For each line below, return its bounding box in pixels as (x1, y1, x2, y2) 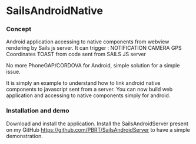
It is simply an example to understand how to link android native (6, 80, 161, 87)
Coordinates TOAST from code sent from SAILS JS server (6, 51, 146, 58)
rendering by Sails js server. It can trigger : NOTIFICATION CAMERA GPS (6, 44, 182, 52)
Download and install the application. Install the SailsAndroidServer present (6, 120, 188, 127)
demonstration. (6, 132, 43, 139)
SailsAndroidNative (6, 4, 103, 18)
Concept (6, 25, 31, 33)
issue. (6, 68, 21, 76)
